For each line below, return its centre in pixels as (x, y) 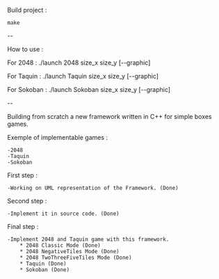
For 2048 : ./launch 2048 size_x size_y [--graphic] (79, 63)
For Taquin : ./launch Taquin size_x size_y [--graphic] (83, 76)
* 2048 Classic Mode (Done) (60, 246)
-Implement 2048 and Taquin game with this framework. (88, 239)
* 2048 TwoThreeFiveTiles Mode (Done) (76, 257)
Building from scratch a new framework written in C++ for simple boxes (109, 117)
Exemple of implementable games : (58, 137)
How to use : (25, 49)
